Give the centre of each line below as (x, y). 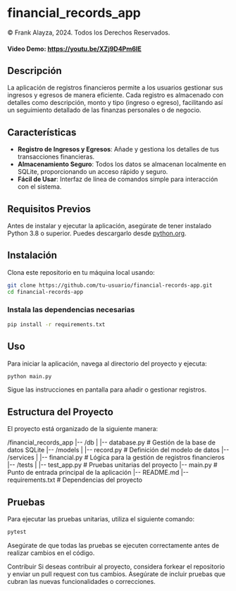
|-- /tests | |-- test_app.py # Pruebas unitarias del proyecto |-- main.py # (112, 465)
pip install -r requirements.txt (56, 324)
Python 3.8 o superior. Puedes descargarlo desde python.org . (97, 233)
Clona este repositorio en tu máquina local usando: (81, 272)
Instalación (32, 255)
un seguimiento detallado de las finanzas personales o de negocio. (105, 110)
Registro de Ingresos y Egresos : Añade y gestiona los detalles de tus (118, 149)
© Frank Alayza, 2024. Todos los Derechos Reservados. (89, 32)
